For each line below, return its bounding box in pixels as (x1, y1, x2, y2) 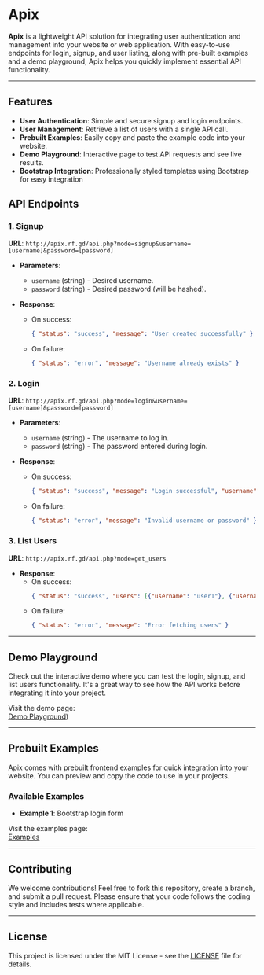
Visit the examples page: (8, 824, 88, 833)
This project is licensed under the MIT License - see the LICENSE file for (8, 951, 242, 960)
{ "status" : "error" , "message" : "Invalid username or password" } (31, 517, 257, 524)
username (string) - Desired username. (31, 276, 154, 285)
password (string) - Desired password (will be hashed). (31, 285, 207, 294)
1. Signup (8, 221, 45, 232)
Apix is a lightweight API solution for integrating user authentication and (8, 31, 241, 41)
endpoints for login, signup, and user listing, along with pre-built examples (8, 48, 249, 57)
